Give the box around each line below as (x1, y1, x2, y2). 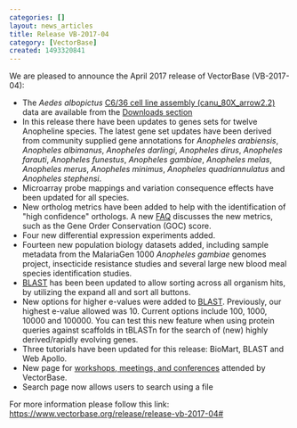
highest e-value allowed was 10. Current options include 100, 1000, (21, 306, 268, 317)
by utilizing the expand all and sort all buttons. (21, 287, 191, 298)
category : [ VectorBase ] (9, 37, 98, 47)
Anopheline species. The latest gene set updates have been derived (21, 126, 272, 136)
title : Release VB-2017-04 (9, 29, 109, 38)
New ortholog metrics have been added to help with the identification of (21, 202, 286, 212)
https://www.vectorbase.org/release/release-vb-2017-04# (9, 408, 224, 419)
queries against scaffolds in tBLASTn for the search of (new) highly (21, 325, 269, 335)
